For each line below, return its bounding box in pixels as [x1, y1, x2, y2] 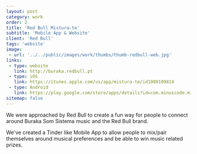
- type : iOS [8, 73, 38, 79]
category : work [6, 14, 43, 20]
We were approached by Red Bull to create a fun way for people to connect [6, 111, 188, 118]
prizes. [6, 141, 23, 148]
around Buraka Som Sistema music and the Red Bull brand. [6, 117, 148, 124]
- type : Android [8, 85, 49, 90]
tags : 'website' [6, 41, 46, 47]
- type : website [8, 62, 49, 69]
